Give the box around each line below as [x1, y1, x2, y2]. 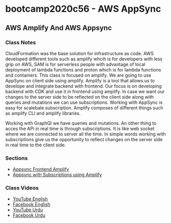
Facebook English [12, 202, 51, 208]
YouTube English [12, 196, 48, 202]
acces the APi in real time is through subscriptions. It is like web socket [5, 125, 155, 131]
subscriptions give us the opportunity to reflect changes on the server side [5, 136, 163, 142]
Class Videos [5, 185, 39, 192]
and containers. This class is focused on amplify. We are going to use [5, 72, 152, 78]
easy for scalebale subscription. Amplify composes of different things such [5, 104, 163, 110]
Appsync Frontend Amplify [12, 166, 69, 172]
